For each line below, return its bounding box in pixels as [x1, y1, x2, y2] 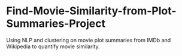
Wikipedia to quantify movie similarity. [6, 43, 100, 50]
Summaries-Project [6, 17, 106, 30]
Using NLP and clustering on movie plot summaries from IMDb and [6, 36, 171, 43]
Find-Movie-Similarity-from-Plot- [6, 4, 177, 18]
